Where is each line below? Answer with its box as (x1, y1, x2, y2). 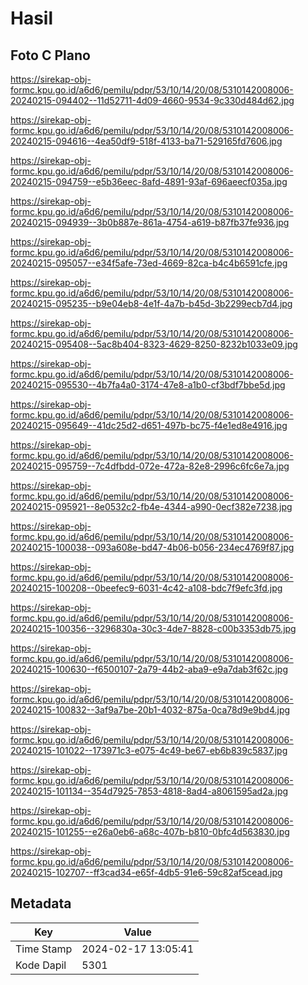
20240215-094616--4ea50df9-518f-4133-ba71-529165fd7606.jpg (10, 135, 283, 147)
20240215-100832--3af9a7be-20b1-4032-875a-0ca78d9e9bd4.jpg (10, 704, 291, 716)
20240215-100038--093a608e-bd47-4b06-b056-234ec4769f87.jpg (10, 542, 295, 553)
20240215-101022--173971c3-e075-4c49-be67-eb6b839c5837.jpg (10, 745, 288, 756)
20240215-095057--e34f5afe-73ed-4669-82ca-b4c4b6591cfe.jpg (10, 257, 288, 269)
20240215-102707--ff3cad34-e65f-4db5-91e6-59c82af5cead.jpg (10, 867, 283, 878)
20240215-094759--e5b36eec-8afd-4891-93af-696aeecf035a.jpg (10, 176, 288, 187)
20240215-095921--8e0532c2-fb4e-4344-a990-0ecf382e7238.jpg (10, 501, 293, 512)
